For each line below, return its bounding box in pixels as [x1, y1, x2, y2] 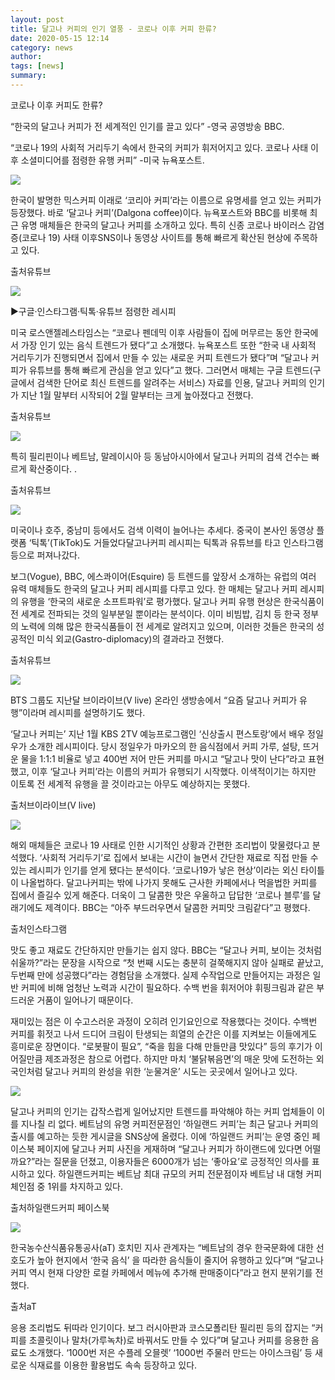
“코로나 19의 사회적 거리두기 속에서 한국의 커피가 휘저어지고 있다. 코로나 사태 [10, 141, 309, 153]
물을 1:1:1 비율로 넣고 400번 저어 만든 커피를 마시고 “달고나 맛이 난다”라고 [20, 752, 307, 765]
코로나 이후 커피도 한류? [10, 99, 103, 111]
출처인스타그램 [10, 922, 68, 935]
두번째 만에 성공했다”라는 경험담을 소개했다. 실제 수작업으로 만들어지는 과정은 [10, 969, 311, 981]
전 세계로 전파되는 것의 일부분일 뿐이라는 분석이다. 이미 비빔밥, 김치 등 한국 [10, 607, 301, 620]
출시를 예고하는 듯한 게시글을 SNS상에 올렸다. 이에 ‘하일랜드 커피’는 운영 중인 [10, 1130, 310, 1142]
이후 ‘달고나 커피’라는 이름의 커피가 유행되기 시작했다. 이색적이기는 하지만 [31, 765, 317, 777]
